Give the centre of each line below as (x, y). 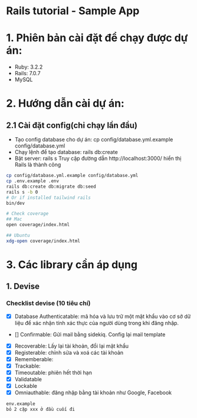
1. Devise (23, 286)
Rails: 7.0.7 (27, 73)
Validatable (28, 379)
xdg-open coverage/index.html (43, 241)
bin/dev (16, 203)
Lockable (26, 386)
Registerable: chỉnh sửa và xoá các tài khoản (69, 352)
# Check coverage (27, 214)
